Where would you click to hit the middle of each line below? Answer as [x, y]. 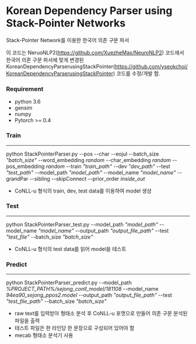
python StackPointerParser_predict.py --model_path [69, 283]
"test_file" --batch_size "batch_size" [50, 237]
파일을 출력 [27, 321]
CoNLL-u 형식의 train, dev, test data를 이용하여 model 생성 [83, 191]
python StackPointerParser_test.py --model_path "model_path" [82, 224]
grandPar [17, 178]
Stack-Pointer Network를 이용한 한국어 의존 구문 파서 [68, 40]
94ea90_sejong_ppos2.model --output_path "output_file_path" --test [89, 295]
